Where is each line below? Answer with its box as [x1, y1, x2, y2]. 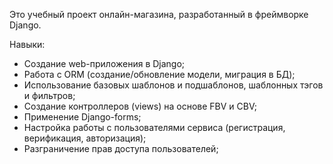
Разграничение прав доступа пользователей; [23, 143, 219, 154]
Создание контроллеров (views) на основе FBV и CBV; [23, 100, 257, 112]
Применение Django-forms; [23, 111, 142, 123]
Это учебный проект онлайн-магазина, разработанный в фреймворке [9, 9, 309, 20]
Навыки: [9, 39, 46, 50]
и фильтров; [23, 90, 76, 101]
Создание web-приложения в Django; [23, 58, 186, 69]
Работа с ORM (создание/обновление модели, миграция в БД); [23, 69, 296, 80]
